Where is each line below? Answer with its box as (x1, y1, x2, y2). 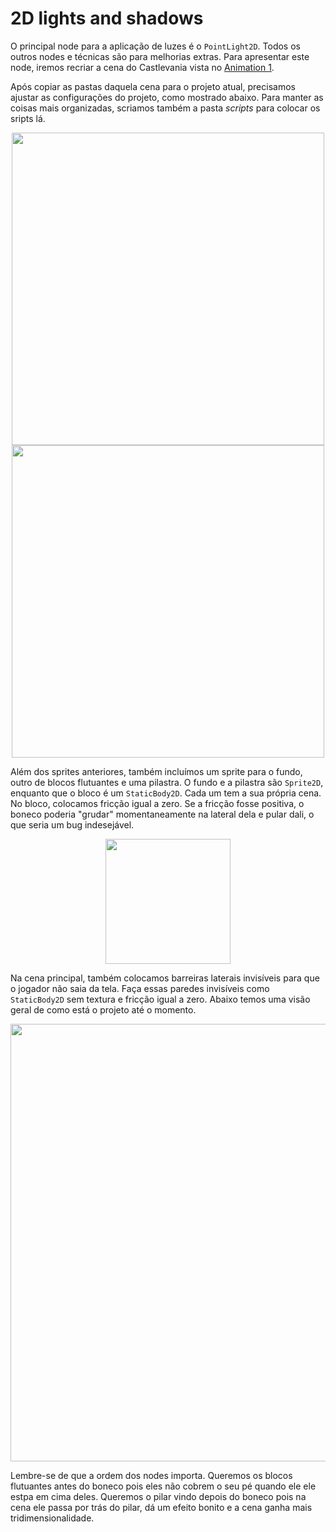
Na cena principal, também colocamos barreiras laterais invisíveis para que (10, 972, 320, 984)
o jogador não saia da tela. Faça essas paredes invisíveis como (10, 982, 270, 994)
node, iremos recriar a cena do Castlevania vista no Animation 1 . (10, 61, 275, 73)
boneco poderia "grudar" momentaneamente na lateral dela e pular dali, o (10, 808, 315, 820)
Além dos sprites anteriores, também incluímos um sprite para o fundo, (10, 765, 303, 777)
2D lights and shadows (10, 7, 204, 30)
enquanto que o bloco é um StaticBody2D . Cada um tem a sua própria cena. (10, 787, 322, 799)
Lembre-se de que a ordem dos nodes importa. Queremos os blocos (10, 1469, 293, 1481)
